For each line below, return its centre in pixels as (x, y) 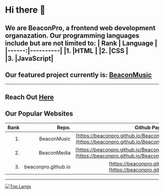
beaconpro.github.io (47, 167)
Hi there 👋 (25, 10)
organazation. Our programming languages (72, 35)
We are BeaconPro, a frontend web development (80, 28)
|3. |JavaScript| (29, 58)
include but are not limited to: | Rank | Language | (81, 43)
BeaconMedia (55, 153)
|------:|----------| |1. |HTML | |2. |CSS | (67, 51)
